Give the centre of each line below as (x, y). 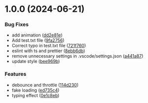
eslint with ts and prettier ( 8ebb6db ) (48, 51)
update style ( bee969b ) (36, 61)
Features (16, 74)
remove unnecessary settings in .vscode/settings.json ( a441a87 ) (77, 56)
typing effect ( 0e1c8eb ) (36, 95)
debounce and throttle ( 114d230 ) (45, 85)
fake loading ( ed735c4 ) (36, 90)
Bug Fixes (17, 25)
